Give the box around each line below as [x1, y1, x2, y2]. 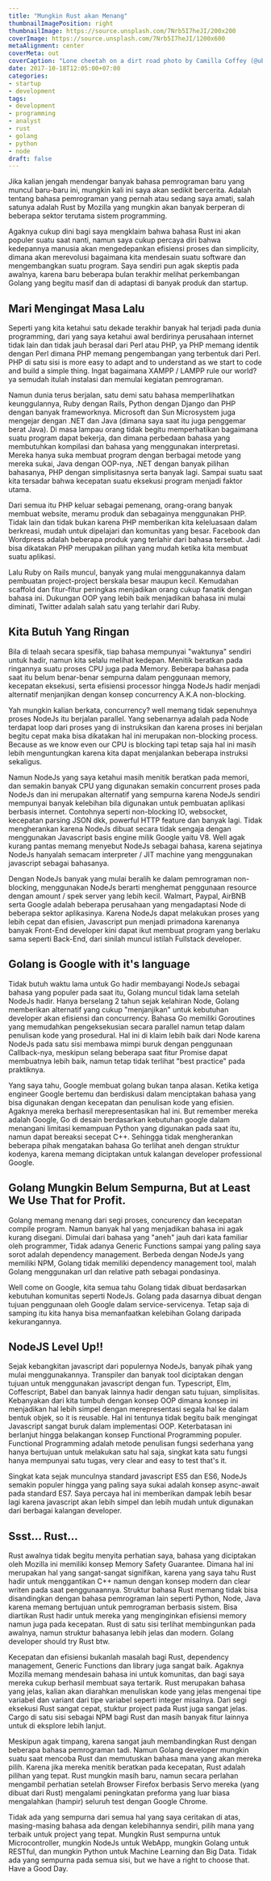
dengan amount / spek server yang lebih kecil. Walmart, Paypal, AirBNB [8, 890, 246, 901]
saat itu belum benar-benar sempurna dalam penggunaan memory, [8, 672, 231, 682]
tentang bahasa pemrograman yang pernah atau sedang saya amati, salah [8, 194, 256, 204]
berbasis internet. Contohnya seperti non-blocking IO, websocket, [8, 806, 228, 816]
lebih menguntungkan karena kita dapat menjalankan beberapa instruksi [8, 748, 248, 758]
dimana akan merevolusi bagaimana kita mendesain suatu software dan [8, 252, 246, 263]
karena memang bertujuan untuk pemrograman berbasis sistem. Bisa [8, 1602, 238, 1612]
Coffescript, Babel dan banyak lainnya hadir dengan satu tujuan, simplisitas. [8, 1387, 261, 1397]
